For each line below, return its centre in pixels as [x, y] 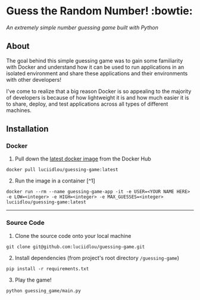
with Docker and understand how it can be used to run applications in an [95, 67]
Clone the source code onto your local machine [73, 236]
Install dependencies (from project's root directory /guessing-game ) [97, 258]
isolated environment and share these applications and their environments [97, 73]
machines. [19, 110]
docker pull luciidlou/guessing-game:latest [62, 170]
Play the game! [33, 280]
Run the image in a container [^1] [55, 181]
